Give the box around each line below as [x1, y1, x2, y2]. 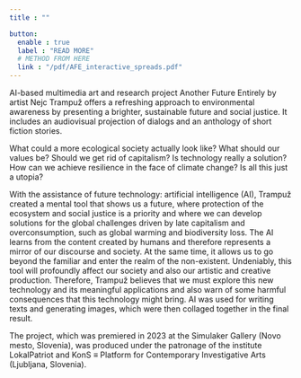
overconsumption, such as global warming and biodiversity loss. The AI [9, 227, 274, 238]
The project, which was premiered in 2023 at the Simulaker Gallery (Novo [9, 330, 281, 341]
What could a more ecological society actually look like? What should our [9, 143, 280, 154]
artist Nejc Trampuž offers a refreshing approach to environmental [9, 97, 255, 108]
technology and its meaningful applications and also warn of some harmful [9, 285, 287, 294]
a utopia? [9, 171, 43, 182]
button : [9, 29, 39, 39]
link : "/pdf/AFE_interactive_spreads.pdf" [17, 63, 182, 72]
